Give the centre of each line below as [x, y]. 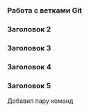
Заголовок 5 [29, 85]
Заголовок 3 [29, 48]
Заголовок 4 [29, 66]
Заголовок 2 [29, 29]
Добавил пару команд [40, 101]
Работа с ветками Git [44, 10]
